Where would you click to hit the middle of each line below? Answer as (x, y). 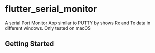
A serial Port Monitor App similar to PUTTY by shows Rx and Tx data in (78, 23)
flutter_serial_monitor (51, 9)
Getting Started (30, 44)
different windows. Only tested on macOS (48, 28)
